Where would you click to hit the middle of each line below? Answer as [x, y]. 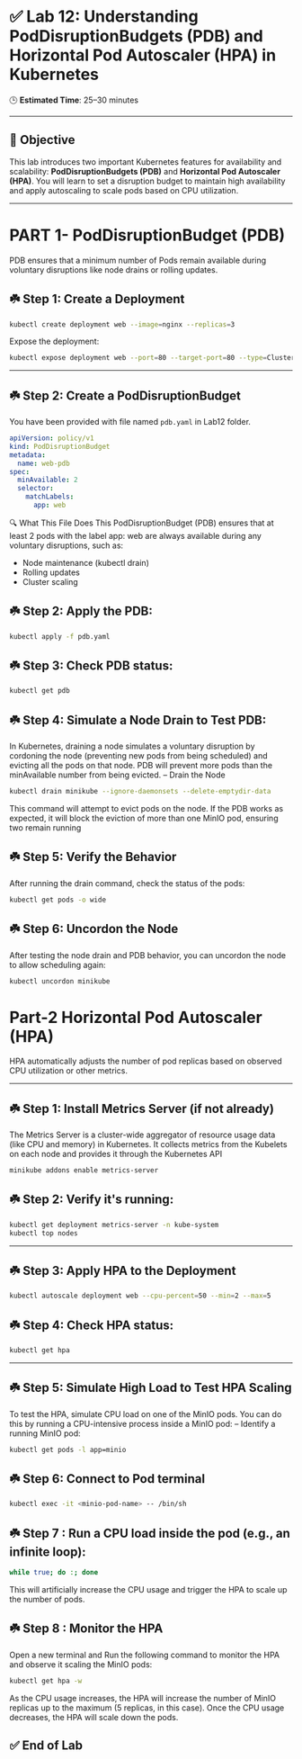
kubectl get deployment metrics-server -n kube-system [114, 1225]
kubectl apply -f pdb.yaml [60, 636]
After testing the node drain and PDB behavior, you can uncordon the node [147, 955]
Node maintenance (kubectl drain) [86, 562]
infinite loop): [48, 1552]
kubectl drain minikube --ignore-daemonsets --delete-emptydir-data [140, 792]
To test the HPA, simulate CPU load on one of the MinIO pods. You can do [146, 1413]
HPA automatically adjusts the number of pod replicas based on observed [146, 1061]
